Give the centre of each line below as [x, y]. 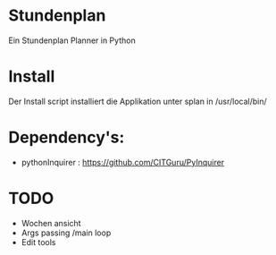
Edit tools [38, 242]
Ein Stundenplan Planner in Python [72, 40]
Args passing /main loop [66, 233]
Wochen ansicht [51, 223]
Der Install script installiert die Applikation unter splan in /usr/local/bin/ [138, 101]
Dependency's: [67, 137]
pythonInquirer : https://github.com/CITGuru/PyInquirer [123, 162]
